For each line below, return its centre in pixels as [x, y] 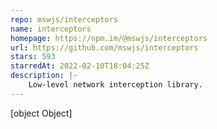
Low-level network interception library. [115, 85]
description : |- [44, 76]
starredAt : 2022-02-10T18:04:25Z [80, 66]
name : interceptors [51, 29]
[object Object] [41, 113]
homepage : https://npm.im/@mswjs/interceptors [109, 38]
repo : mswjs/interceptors [64, 19]
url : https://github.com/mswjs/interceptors [104, 47]
